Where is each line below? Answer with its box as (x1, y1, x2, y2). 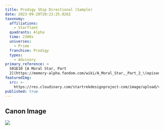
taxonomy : (5, 16, 25, 21)
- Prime (14, 43, 29, 48)
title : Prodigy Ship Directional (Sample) (5, 7, 93, 12)
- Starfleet (14, 25, 38, 30)
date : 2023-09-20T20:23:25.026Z (5, 12, 71, 17)
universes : (9, 39, 32, 44)
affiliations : (9, 21, 38, 26)
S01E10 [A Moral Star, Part (9, 66, 67, 71)
